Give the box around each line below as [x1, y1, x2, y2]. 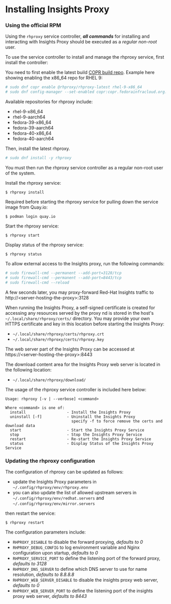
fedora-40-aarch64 [12, 136, 54, 142]
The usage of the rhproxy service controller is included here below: [5, 386, 147, 392]
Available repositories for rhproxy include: [5, 98, 93, 105]
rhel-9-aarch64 [12, 114, 46, 120]
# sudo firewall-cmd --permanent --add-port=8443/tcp [5, 275, 122, 280]
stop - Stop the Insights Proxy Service [10, 432, 142, 437]
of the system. [5, 170, 36, 177]
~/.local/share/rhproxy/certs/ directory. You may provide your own [5, 315, 150, 321]
